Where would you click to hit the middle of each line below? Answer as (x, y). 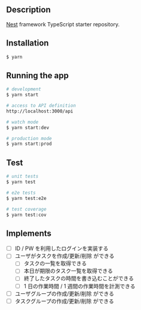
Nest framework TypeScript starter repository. (63, 24)
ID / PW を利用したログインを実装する (62, 248)
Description (28, 10)
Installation (27, 43)
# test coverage (26, 209)
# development (24, 89)
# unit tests (22, 177)
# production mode (29, 138)
